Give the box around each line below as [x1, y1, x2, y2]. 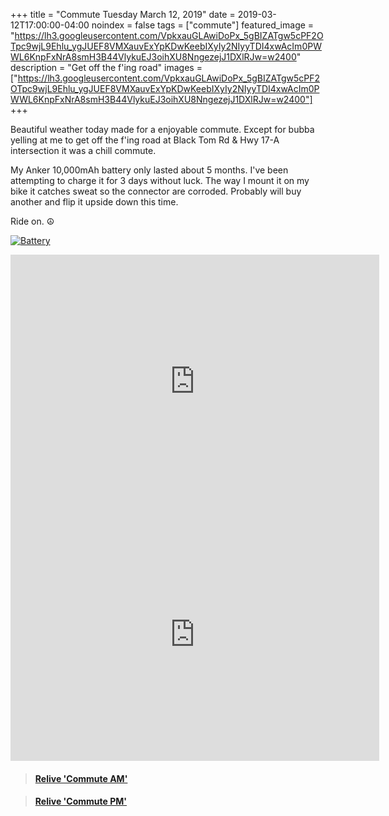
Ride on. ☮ [10, 215, 55, 227]
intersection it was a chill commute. [10, 145, 157, 156]
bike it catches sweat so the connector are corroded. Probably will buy [10, 185, 302, 197]
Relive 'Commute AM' [34, 772, 128, 784]
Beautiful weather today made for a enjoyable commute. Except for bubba [10, 124, 315, 135]
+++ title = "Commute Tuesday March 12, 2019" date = [10, 9, 236, 20]
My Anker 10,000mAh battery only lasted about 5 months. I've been [10, 164, 289, 176]
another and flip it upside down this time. [10, 196, 179, 208]
